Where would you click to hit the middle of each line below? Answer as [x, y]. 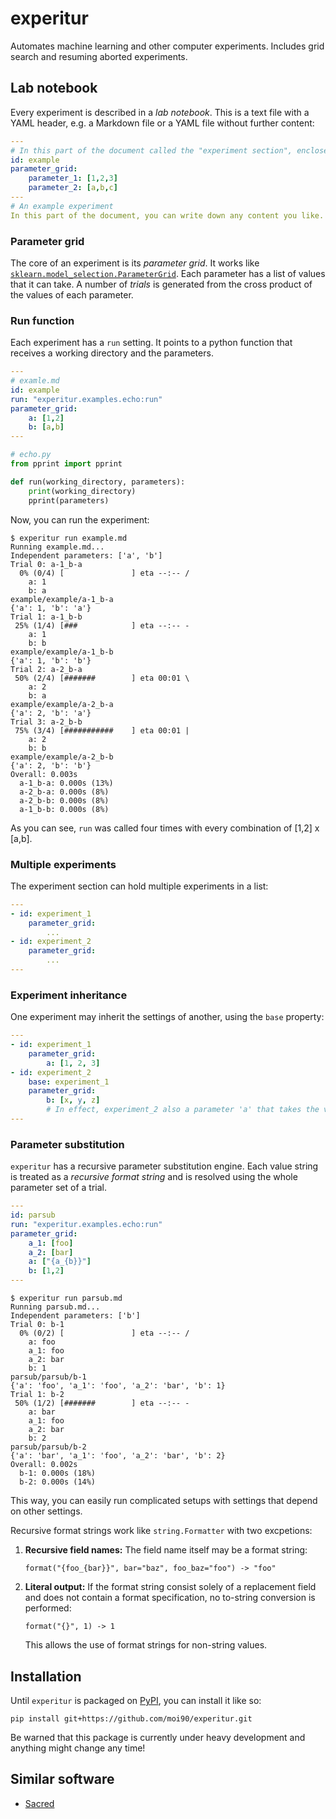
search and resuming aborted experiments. [99, 56]
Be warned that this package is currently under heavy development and [158, 1737]
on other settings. [46, 1511]
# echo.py [31, 455]
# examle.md [35, 381]
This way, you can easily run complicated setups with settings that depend [164, 1501]
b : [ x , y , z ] [73, 1100]
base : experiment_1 [69, 1082]
